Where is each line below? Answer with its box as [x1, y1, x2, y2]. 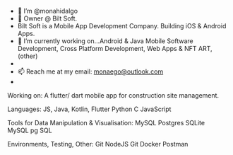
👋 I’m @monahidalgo [17, 7, 78, 15]
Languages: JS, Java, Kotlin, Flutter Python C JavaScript [7, 105, 172, 113]
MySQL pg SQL [7, 126, 52, 134]
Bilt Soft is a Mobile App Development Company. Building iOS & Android [17, 22, 227, 30]
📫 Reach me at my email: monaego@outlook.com [17, 67, 164, 76]
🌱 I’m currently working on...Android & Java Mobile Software [17, 37, 193, 45]
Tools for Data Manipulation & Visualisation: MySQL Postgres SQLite [7, 119, 205, 127]
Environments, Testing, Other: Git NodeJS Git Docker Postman [7, 140, 189, 148]
